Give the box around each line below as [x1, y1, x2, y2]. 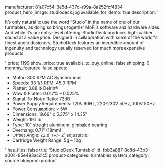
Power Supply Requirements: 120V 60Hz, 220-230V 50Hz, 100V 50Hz [12, 101, 155, 106]
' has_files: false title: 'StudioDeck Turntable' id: [5, 147, 102, 153]
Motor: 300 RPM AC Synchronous [12, 75, 82, 80]
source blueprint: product [5, 158, 57, 163]
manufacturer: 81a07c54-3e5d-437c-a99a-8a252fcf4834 [5, 4, 123, 10]
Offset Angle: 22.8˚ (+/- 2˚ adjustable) [12, 133, 89, 138]
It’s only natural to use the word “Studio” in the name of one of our [5, 19, 140, 25]
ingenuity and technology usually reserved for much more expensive [5, 45, 145, 51]
